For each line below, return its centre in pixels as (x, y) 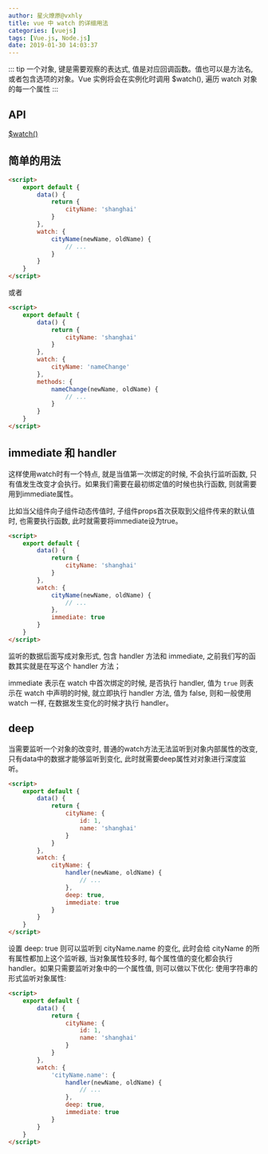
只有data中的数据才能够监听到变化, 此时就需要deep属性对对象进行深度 (124, 758)
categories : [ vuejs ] (43, 30)
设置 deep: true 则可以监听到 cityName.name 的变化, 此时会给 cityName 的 (130, 948)
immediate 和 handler (63, 453)
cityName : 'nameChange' (90, 367)
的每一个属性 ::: (33, 89)
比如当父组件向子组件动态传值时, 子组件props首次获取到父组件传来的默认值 (132, 511)
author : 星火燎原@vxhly (45, 16)
